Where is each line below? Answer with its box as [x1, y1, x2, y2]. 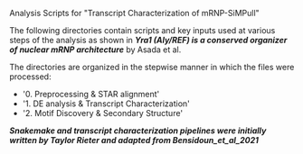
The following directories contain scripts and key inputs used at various [9, 25, 276, 35]
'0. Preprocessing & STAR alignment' [22, 89, 160, 99]
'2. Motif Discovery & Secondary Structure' [22, 108, 184, 118]
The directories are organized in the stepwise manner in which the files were [9, 62, 295, 72]
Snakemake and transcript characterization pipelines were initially [9, 125, 267, 136]
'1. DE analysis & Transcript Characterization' [22, 98, 190, 109]
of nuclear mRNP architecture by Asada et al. [9, 44, 182, 55]
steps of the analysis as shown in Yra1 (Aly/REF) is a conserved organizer [9, 35, 288, 45]
